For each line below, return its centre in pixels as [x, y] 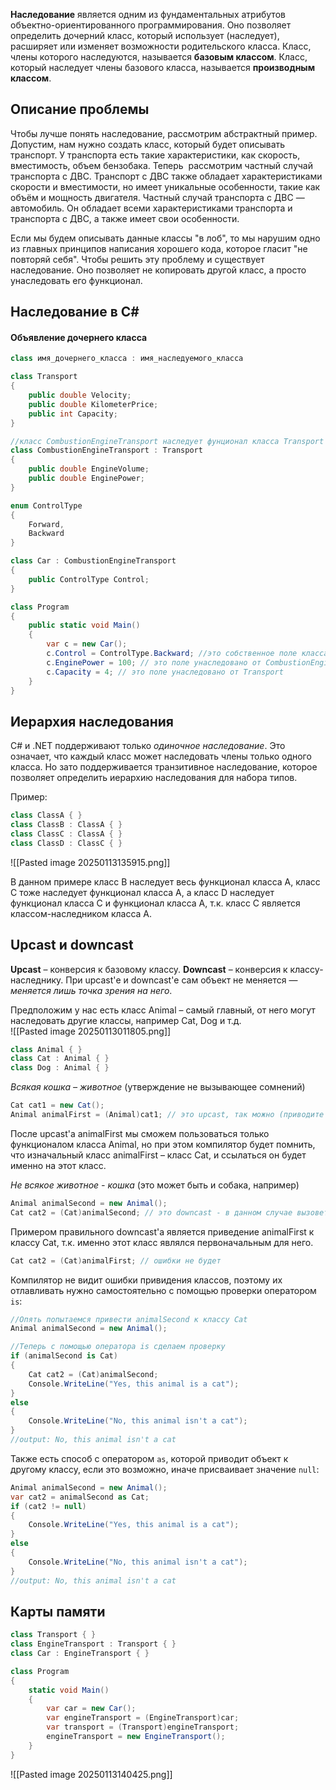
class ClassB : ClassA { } [66, 825]
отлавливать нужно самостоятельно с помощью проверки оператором [163, 1290]
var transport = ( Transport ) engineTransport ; [143, 1727]
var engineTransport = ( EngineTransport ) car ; [143, 1718]
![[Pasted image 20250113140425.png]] [91, 1774]
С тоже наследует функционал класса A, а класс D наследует [142, 892]
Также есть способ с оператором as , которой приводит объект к [149, 1458]
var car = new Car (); [91, 1709]
